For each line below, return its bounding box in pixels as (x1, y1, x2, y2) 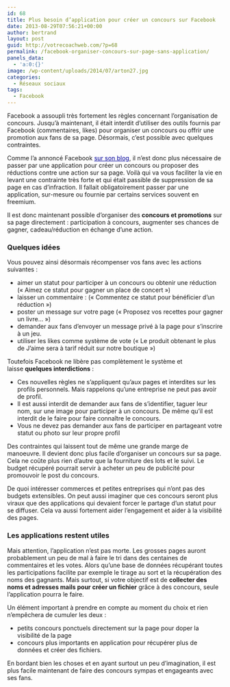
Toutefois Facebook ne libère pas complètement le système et (7, 358, 183, 366)
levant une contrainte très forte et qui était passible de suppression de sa (7, 176, 214, 184)
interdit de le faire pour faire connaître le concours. (16, 414, 161, 423)
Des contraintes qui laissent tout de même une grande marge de (7, 442, 189, 451)
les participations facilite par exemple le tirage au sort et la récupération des (7, 568, 222, 576)
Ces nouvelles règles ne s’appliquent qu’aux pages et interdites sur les (16, 378, 216, 386)
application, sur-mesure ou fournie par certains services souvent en (7, 190, 199, 199)
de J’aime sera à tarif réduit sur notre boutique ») (16, 344, 156, 353)
